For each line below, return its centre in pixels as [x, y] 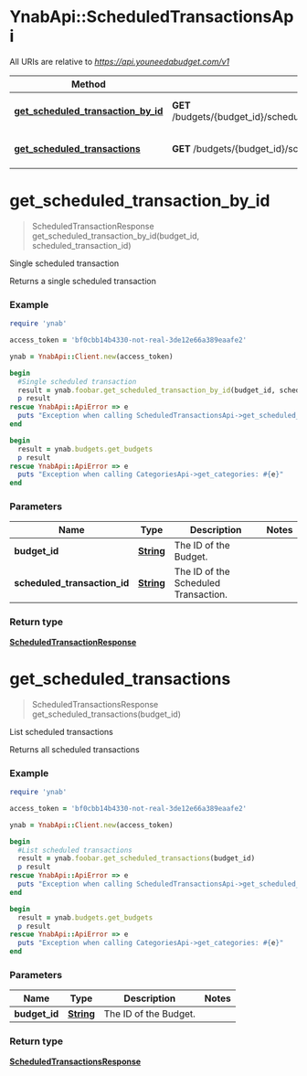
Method [89, 84]
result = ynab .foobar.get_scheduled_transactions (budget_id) [137, 858]
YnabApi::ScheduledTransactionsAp [152, 17]
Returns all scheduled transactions [74, 749]
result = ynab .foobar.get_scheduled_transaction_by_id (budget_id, [147, 390]
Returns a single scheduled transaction [83, 281]
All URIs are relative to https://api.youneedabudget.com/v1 [120, 61]
